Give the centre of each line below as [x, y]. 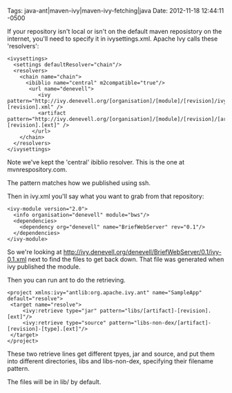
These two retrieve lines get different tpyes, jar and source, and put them [111, 354]
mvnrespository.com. [37, 170]
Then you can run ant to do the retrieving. [66, 280]
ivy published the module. [44, 267]
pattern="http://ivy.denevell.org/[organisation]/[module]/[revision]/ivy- [118, 101]
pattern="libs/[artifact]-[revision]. [156, 311]
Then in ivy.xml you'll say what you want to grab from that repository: [106, 196]
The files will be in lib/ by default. [54, 382]
